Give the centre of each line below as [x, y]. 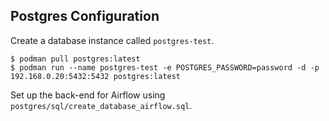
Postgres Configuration [85, 16]
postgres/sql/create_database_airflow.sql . [101, 105]
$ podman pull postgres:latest [75, 59]
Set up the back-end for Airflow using [88, 95]
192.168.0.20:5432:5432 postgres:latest [96, 76]
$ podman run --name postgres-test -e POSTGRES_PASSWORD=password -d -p [165, 67]
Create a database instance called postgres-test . [112, 40]
